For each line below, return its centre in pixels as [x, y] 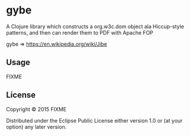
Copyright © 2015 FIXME [36, 109]
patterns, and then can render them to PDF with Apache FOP [80, 32]
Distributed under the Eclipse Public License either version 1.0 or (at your [94, 120]
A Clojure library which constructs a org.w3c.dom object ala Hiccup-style [95, 26]
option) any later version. [36, 127]
